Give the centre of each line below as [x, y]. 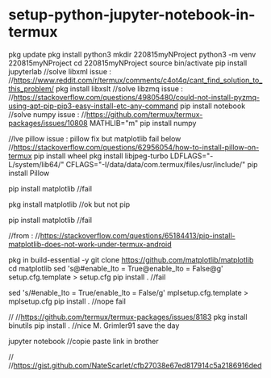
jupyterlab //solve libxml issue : [60, 71]
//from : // [24, 235]
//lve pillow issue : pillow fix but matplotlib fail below [95, 138]
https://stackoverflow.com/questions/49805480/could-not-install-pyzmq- [137, 97]
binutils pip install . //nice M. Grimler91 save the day [94, 325]
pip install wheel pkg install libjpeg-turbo [101, 156]
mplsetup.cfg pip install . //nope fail [67, 301]
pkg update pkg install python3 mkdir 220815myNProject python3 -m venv [132, 54]
